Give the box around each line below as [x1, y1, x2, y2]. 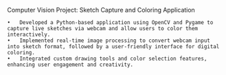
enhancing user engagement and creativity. [7, 61, 134, 68]
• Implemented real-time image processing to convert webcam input [7, 37, 211, 44]
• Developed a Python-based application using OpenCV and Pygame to [7, 19, 214, 26]
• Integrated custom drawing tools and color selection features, [7, 55, 207, 62]
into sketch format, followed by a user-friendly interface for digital [7, 43, 220, 50]
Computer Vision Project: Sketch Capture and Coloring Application [7, 6, 196, 14]
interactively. [7, 31, 51, 38]
